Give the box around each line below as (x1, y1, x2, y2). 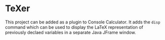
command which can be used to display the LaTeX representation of (5, 24, 144, 30)
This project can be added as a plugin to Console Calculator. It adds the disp (5, 19, 161, 25)
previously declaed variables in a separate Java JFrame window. (5, 29, 136, 35)
